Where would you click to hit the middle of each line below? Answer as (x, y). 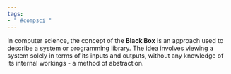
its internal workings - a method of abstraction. (76, 63)
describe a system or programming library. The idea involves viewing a (111, 48)
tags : (15, 14)
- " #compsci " (30, 20)
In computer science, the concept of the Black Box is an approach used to (115, 40)
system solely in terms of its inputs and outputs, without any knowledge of (115, 55)
